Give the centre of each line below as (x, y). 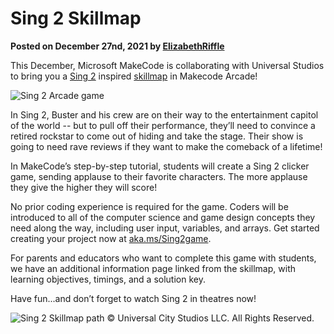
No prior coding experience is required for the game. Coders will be (149, 206)
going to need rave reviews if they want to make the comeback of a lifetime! (166, 146)
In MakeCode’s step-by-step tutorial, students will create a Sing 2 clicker (160, 166)
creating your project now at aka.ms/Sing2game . (111, 238)
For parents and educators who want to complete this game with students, (163, 258)
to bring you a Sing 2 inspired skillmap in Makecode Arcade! (134, 76)
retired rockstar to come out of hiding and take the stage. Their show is (157, 136)
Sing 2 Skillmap (76, 18)
